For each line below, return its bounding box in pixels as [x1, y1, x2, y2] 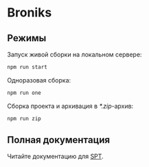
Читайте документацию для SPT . [7, 153, 104, 161]
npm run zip [7, 115, 41, 122]
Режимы [7, 32, 47, 44]
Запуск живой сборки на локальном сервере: [7, 50, 142, 58]
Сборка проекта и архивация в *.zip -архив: [7, 102, 134, 110]
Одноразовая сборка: [7, 76, 71, 84]
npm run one [7, 89, 41, 96]
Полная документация [7, 134, 111, 146]
